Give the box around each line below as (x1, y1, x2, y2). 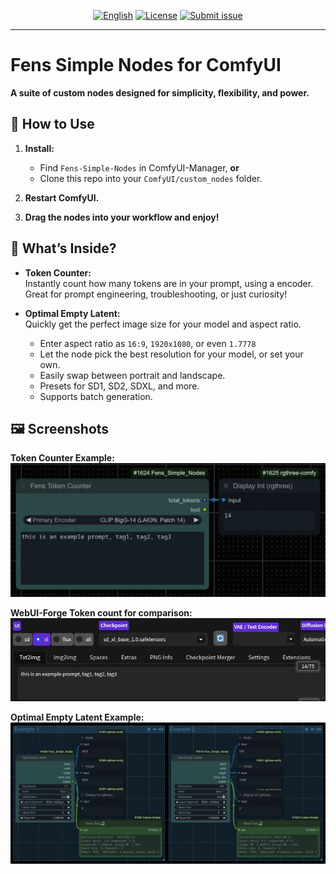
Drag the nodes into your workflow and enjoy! (24, 211, 220, 223)
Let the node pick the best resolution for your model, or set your (39, 348, 304, 360)
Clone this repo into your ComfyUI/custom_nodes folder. (39, 172, 263, 184)
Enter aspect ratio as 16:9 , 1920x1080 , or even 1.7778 (39, 337, 257, 349)
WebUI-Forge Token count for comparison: (10, 607, 193, 619)
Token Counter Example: (10, 452, 115, 464)
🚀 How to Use (10, 116, 95, 133)
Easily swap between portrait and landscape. (39, 369, 226, 381)
